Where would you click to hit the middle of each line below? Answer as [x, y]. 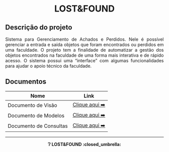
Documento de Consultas [38, 126]
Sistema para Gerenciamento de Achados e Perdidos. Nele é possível [84, 39]
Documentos [26, 82]
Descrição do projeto [39, 27]
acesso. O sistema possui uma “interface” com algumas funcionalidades [84, 60]
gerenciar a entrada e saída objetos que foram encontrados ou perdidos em [84, 45]
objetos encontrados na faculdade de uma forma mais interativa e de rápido [84, 55]
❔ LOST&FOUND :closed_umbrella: [84, 144]
